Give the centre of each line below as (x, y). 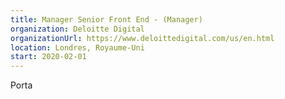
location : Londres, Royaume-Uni (77, 47)
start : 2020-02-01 (48, 57)
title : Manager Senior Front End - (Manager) (106, 19)
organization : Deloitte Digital (77, 29)
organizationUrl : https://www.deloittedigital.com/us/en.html (142, 38)
